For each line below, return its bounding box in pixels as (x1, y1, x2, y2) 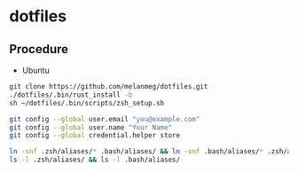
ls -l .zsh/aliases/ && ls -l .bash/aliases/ (9, 155, 180, 165)
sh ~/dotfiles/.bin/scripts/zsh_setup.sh (9, 98, 165, 107)
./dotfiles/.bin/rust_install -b (9, 90, 133, 99)
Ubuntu (21, 65, 51, 75)
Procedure (9, 42, 69, 57)
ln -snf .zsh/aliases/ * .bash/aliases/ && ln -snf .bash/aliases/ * (9, 147, 264, 156)
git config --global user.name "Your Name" (9, 122, 173, 132)
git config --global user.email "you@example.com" (9, 114, 200, 123)
